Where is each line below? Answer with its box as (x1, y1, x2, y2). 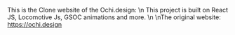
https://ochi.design (7, 21, 62, 28)
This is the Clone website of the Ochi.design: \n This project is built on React (7, 6, 229, 14)
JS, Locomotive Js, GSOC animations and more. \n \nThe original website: (7, 13, 221, 21)
